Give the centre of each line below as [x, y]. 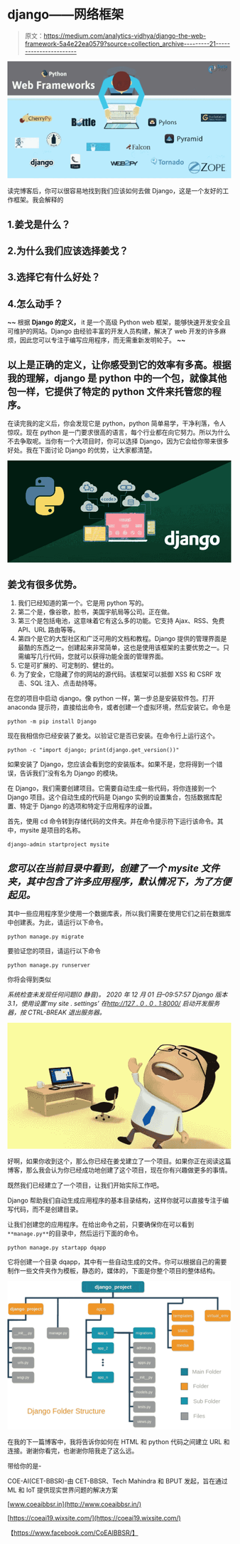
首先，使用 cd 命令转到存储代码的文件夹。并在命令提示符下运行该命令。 [113, 821]
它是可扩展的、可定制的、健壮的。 [67, 665]
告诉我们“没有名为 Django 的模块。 [71, 773]
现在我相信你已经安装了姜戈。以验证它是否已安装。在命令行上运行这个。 [113, 736]
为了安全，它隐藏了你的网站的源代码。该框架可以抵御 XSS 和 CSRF [115, 674]
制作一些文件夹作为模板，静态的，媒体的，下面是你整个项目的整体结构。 [113, 1271]
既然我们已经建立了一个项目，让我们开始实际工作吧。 [85, 1185]
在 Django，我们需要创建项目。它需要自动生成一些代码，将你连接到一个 [112, 788]
